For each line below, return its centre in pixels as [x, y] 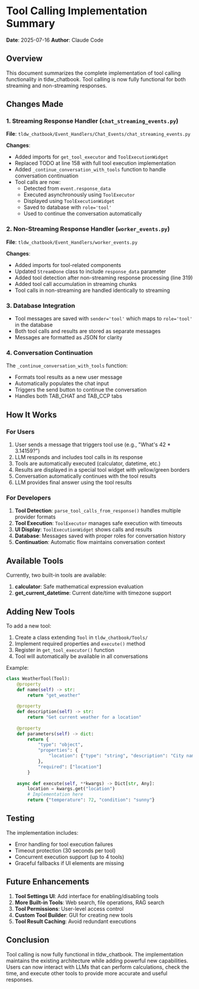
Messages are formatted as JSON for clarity [68, 338]
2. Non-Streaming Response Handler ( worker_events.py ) [88, 229]
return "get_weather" [54, 695]
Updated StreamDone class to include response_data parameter [90, 271]
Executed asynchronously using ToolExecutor [79, 195]
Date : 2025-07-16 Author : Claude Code [55, 40]
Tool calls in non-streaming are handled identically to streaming [92, 290]
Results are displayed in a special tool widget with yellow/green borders [102, 470]
